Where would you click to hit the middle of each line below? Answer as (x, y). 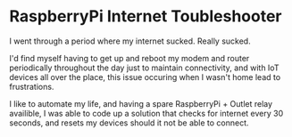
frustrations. (32, 86)
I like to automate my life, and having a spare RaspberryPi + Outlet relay (141, 103)
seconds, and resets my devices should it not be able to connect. (129, 123)
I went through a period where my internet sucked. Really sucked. (130, 41)
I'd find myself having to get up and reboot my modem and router (129, 58)
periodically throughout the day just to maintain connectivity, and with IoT (144, 68)
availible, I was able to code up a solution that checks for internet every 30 (146, 113)
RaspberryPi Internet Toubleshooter (146, 16)
